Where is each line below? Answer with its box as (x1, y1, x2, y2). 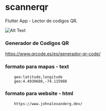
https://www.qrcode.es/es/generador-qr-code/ (5, 51, 101, 57)
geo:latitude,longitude (14, 74, 63, 79)
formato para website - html (5, 90, 73, 97)
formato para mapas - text (5, 63, 69, 70)
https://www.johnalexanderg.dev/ (14, 101, 83, 106)
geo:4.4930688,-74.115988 (14, 78, 68, 84)
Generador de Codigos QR (5, 39, 69, 46)
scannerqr (5, 1, 48, 13)
